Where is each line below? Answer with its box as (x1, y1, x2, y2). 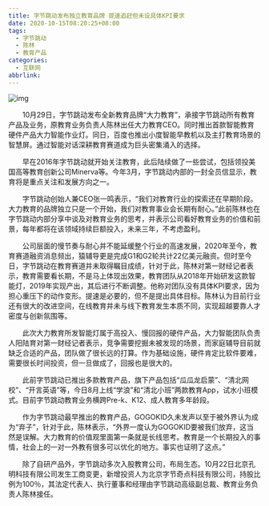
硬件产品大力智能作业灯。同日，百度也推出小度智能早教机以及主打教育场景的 (8, 130, 261, 139)
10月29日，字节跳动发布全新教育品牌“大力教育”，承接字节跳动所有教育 (22, 110, 255, 119)
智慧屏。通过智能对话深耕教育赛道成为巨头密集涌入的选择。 (8, 139, 205, 149)
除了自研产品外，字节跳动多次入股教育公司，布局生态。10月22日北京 (22, 459, 249, 468)
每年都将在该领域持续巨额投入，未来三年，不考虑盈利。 (22, 223, 205, 233)
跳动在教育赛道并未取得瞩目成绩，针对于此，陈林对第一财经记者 (35, 261, 247, 271)
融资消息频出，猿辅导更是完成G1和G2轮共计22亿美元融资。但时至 (29, 251, 246, 260)
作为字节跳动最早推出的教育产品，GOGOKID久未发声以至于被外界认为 (22, 412, 252, 421)
